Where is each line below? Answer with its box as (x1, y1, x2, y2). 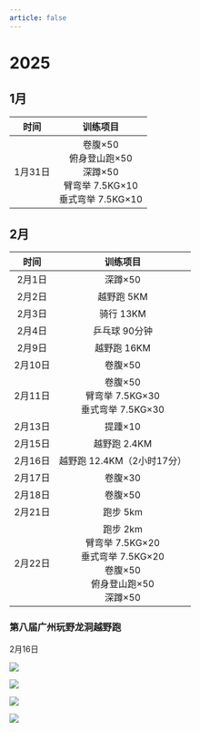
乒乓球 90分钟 (92, 325, 153, 337)
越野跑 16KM (95, 342, 152, 355)
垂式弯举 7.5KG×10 (58, 192, 143, 205)
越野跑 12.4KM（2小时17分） (58, 455, 187, 468)
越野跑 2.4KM (93, 438, 153, 450)
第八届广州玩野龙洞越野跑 (9, 621, 122, 634)
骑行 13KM (99, 307, 147, 320)
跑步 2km (103, 523, 143, 536)
